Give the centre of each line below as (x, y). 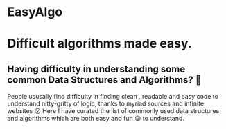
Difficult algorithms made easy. (99, 44)
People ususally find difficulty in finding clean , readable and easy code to (113, 97)
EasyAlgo (35, 12)
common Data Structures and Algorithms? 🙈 (104, 80)
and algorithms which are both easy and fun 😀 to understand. (96, 119)
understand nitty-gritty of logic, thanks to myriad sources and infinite (106, 103)
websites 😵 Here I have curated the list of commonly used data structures (113, 111)
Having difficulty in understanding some (96, 69)
